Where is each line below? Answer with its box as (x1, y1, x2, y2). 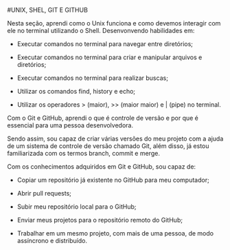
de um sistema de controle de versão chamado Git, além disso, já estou (7, 142, 209, 150)
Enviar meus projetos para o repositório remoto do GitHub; (16, 216, 183, 224)
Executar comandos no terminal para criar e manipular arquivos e (16, 53, 203, 61)
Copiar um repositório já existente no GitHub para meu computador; (16, 176, 209, 184)
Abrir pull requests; (16, 189, 72, 197)
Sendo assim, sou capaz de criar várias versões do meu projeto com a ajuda (7, 134, 224, 143)
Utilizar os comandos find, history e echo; (16, 87, 136, 95)
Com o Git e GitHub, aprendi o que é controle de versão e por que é (7, 114, 199, 122)
